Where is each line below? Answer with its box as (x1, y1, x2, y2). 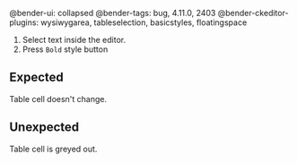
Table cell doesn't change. (9, 93, 108, 104)
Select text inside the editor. (22, 35, 127, 45)
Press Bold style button (22, 44, 109, 55)
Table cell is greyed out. (9, 143, 98, 154)
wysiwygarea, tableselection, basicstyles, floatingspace (39, 17, 248, 28)
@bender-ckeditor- (217, 8, 289, 18)
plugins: (9, 17, 39, 28)
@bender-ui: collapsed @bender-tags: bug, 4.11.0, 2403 (9, 8, 216, 18)
